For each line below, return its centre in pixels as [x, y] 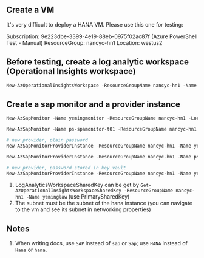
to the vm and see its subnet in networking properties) [83, 209]
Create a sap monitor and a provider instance [93, 104]
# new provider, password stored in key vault [66, 168]
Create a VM [30, 10]
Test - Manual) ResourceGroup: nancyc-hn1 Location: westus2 [84, 42]
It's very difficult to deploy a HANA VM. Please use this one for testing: [95, 24]
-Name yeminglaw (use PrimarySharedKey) [78, 197]
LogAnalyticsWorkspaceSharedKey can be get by [77, 185]
